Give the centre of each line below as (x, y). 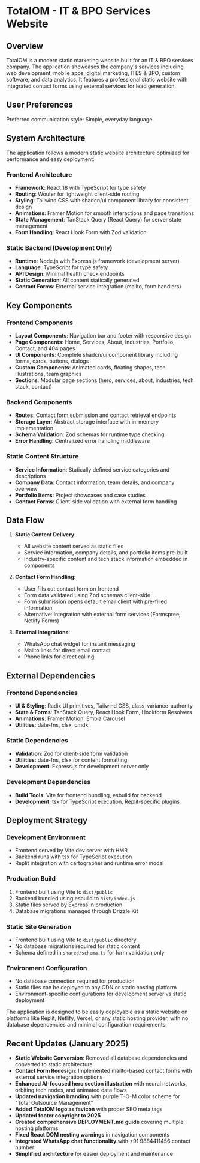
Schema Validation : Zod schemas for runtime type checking (90, 434)
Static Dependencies (37, 740)
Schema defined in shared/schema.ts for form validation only (90, 952)
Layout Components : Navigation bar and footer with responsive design (103, 335)
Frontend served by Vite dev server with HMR (71, 851)
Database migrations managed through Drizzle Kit (77, 911)
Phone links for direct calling (59, 657)
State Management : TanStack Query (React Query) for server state (98, 219)
